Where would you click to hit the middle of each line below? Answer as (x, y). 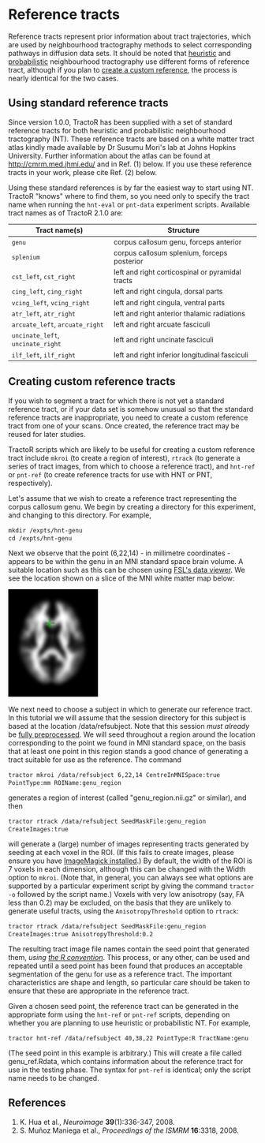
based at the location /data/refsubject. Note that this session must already (129, 726)
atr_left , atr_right (44, 313)
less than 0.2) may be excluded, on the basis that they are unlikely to (119, 902)
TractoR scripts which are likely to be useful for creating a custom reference (132, 449)
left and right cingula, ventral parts (170, 302)
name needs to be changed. (54, 1078)
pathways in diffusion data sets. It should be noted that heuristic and (119, 53)
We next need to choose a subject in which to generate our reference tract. (130, 709)
